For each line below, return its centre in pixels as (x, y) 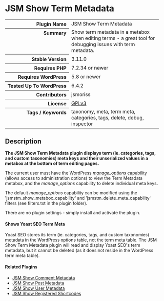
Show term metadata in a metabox (110, 32)
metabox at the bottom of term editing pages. (52, 163)
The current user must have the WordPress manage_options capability (76, 173)
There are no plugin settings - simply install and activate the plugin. (73, 213)
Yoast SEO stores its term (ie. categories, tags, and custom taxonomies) (77, 235)
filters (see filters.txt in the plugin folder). (46, 203)
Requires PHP (50, 68)
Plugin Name (51, 24)
